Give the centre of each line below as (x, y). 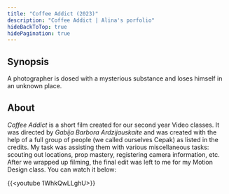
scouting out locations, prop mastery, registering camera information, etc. (114, 154)
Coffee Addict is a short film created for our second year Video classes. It (113, 125)
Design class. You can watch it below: (62, 169)
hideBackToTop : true (37, 27)
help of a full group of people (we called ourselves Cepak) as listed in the (113, 139)
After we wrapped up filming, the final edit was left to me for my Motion (110, 162)
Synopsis (28, 61)
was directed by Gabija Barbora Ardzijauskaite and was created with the (112, 132)
